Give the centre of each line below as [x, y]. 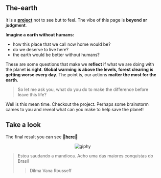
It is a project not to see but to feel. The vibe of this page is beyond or [76, 20]
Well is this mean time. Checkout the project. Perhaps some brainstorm [77, 104]
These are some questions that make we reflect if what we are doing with [80, 64]
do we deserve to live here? [41, 49]
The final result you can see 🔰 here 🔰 [42, 137]
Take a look [23, 125]
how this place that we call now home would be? [61, 44]
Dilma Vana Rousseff [51, 170]
